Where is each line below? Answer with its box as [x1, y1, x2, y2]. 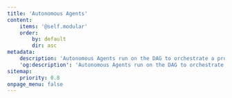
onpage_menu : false [7, 81, 64, 88]
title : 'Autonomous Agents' [7, 10, 88, 17]
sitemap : [7, 68, 32, 75]
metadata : [7, 49, 36, 56]
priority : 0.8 [19, 74, 60, 81]
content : [7, 17, 32, 23]
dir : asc [32, 42, 57, 49]
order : [19, 29, 39, 37]
